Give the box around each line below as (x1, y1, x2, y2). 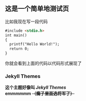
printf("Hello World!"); (9, 42, 60, 47)
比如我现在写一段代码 (5, 19, 48, 24)
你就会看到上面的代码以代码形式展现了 (5, 61, 82, 66)
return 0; (9, 46, 29, 51)
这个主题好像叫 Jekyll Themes (5, 84, 67, 90)
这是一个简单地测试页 (5, 4, 69, 13)
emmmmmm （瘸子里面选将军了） (5, 91, 75, 97)
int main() (5, 33, 27, 38)
